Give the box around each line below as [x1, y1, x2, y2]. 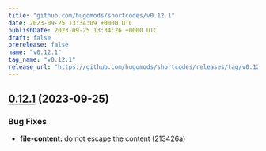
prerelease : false [8, 41, 69, 49]
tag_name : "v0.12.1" [8, 56, 77, 64]
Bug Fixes [8, 116, 47, 127]
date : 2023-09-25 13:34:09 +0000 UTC [8, 19, 133, 27]
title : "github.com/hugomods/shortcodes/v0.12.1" [8, 11, 176, 20]
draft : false [8, 33, 51, 42]
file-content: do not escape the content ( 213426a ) [19, 134, 186, 143]
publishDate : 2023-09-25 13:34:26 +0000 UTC [8, 26, 158, 34]
